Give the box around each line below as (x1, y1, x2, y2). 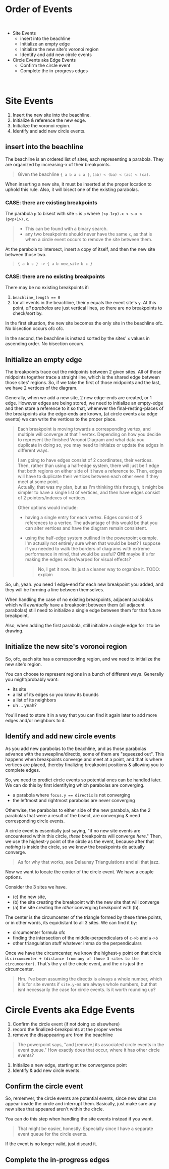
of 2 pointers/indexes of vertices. (17, 495, 87, 501)
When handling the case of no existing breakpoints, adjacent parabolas (5, 596, 153, 602)
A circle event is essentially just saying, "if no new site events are (5, 827, 141, 833)
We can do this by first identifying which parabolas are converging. (5, 782, 145, 788)
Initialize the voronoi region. (12, 122, 71, 128)
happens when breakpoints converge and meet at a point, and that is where (5, 756, 162, 762)
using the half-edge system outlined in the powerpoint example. (25, 535, 158, 541)
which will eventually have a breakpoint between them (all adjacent (5, 602, 145, 608)
